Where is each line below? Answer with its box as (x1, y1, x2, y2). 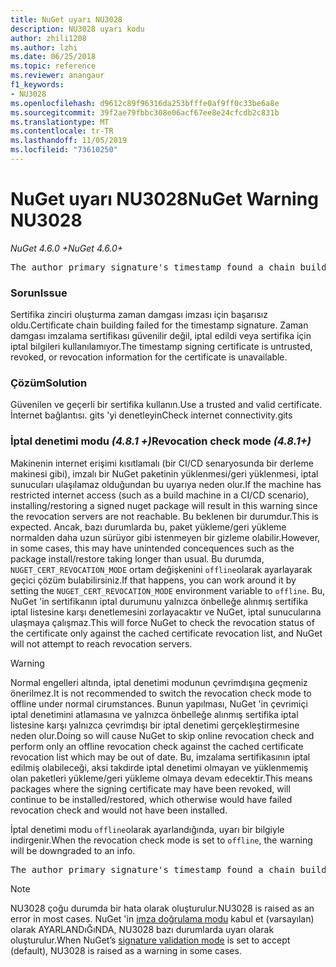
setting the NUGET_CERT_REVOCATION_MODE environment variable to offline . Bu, (10, 584, 326, 596)
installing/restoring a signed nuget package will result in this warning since (10, 499, 318, 511)
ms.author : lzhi (10, 42, 78, 53)
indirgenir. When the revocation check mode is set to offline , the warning (10, 834, 313, 846)
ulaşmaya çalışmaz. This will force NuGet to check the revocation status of (10, 616, 315, 628)
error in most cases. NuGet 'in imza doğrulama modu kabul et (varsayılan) (10, 912, 315, 925)
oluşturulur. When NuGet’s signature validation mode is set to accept (10, 934, 291, 946)
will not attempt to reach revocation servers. (10, 637, 193, 650)
